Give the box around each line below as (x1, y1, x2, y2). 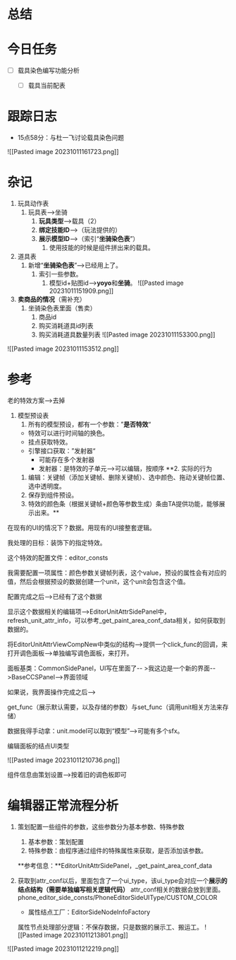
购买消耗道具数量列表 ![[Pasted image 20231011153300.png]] (38, 330, 216, 339)
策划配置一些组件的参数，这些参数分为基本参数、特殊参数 (17, 823, 185, 831)
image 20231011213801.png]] (44, 931, 128, 939)
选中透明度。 (27, 482, 66, 491)
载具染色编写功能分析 (17, 66, 80, 75)
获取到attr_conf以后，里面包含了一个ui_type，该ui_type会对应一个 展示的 (17, 877, 228, 884)
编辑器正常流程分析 (7, 798, 119, 814)
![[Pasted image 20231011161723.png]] (7, 148, 119, 156)
